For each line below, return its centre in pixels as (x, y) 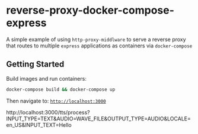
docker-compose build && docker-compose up (61, 90)
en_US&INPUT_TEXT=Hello (39, 125)
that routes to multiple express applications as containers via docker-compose (99, 46)
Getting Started (35, 64)
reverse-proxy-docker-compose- (90, 10)
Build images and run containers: (47, 78)
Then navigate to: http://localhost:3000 (56, 101)
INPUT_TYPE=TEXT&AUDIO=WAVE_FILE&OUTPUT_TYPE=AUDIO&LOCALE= (98, 119)
